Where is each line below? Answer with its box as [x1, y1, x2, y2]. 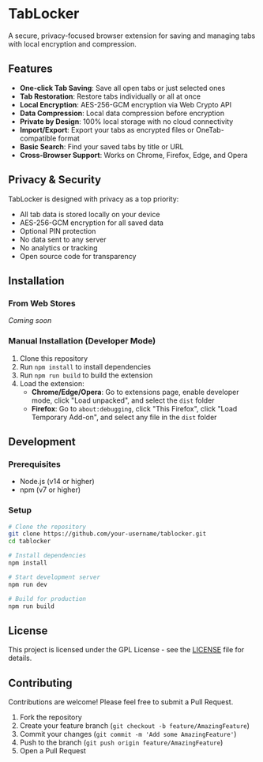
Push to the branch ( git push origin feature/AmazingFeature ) [19, 738, 224, 747]
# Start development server [8, 573, 101, 581]
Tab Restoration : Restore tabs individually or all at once [19, 92, 201, 101]
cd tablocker [8, 538, 51, 546]
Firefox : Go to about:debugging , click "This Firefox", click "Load [31, 404, 238, 413]
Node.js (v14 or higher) [19, 477, 95, 486]
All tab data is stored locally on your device [19, 209, 160, 219]
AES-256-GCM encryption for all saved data [19, 218, 164, 227]
